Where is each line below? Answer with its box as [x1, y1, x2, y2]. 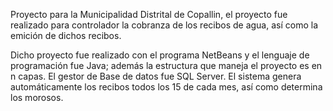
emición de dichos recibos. [10, 30, 122, 41]
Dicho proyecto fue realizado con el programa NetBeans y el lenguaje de [10, 49, 310, 61]
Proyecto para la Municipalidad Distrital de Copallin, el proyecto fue [10, 9, 288, 20]
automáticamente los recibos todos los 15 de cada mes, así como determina [10, 81, 323, 93]
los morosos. [10, 92, 64, 103]
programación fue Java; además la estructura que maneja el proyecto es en [10, 60, 323, 71]
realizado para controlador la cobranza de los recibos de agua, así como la [10, 19, 319, 31]
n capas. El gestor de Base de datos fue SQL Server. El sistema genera [10, 70, 302, 82]
